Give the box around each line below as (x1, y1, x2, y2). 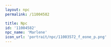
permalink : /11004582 (5, 12, 50, 17)
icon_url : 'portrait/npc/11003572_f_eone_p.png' (5, 35, 107, 40)
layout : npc (5, 7, 30, 12)
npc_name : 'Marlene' (5, 30, 48, 35)
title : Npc (5, 21, 28, 26)
